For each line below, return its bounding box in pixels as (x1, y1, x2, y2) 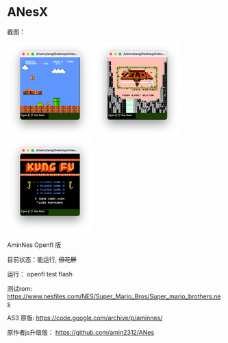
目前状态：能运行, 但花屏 (7, 255, 77, 264)
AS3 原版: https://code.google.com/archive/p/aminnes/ (7, 314, 163, 322)
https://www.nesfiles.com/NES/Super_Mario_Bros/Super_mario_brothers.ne (7, 292, 221, 300)
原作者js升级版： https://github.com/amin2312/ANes (7, 329, 155, 337)
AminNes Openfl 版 (7, 241, 62, 249)
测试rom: (7, 285, 32, 293)
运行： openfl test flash (7, 270, 73, 279)
